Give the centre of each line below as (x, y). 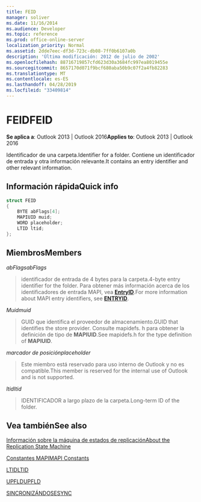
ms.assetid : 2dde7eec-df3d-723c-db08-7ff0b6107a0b (71, 51)
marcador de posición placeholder (48, 353)
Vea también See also (47, 425)
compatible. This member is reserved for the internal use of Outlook (104, 371)
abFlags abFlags (26, 267)
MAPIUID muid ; (35, 218)
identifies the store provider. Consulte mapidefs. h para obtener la (103, 328)
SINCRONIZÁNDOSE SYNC (39, 493)
